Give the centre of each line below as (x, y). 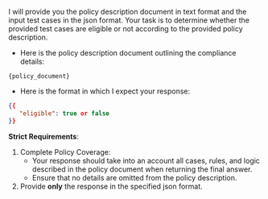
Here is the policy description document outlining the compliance (128, 53)
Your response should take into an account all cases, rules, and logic (146, 160)
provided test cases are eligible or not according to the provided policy (126, 29)
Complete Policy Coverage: (65, 151)
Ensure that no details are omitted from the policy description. (134, 177)
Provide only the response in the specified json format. (111, 186)
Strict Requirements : (43, 136)
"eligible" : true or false (64, 113)
